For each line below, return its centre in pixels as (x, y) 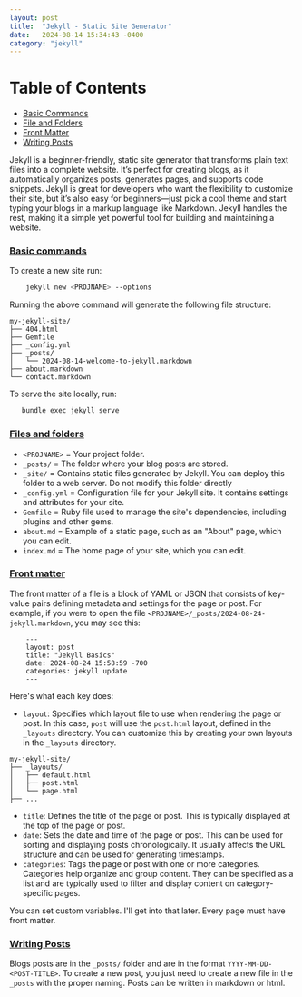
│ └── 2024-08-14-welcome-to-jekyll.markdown (101, 361)
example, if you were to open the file (78, 613)
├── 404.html (34, 329)
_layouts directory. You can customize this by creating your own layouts (157, 733)
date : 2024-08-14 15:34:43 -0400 (77, 35)
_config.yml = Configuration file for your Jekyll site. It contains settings (156, 493)
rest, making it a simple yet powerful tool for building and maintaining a (142, 218)
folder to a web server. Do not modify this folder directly (127, 483)
